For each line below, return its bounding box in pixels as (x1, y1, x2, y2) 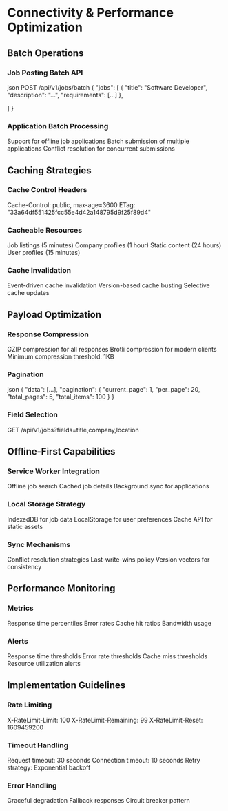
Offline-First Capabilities (7, 446, 116, 457)
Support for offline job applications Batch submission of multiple (7, 137, 189, 146)
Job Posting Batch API (7, 68, 83, 77)
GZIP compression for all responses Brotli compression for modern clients (7, 345, 217, 354)
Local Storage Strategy (7, 499, 86, 509)
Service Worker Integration (7, 466, 100, 476)
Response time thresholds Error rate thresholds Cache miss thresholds (7, 652, 208, 660)
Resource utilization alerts (7, 660, 81, 667)
